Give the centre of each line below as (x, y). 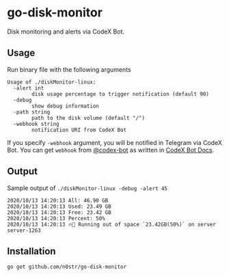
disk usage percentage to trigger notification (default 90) (121, 94)
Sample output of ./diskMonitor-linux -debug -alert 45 (87, 188)
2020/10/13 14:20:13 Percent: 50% (56, 218)
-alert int (29, 88)
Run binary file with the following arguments (69, 69)
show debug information (65, 106)
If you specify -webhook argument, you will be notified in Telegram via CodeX (114, 142)
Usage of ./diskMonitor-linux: (52, 82)
